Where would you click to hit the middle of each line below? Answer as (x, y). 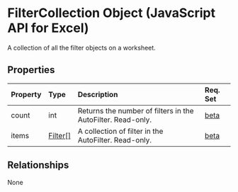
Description (98, 94)
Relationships (38, 165)
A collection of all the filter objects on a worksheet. (81, 47)
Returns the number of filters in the (136, 111)
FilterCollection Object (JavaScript (112, 13)
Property (26, 94)
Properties (31, 70)
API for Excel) (48, 28)
